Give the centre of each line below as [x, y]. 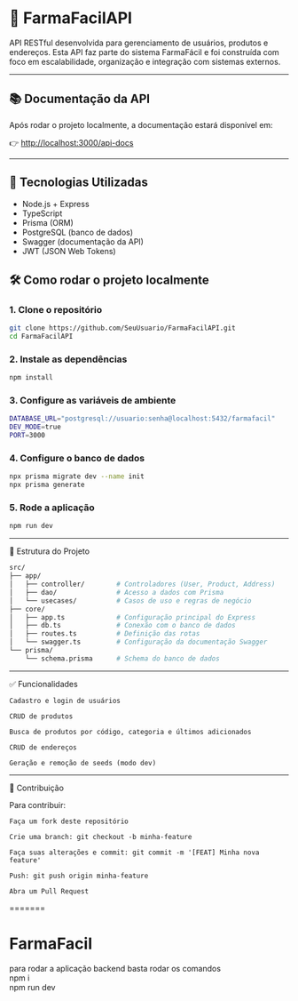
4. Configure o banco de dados [77, 459]
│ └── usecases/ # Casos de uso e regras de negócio [130, 601]
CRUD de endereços [43, 747]
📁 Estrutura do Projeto [50, 551]
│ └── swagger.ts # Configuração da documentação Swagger [138, 642]
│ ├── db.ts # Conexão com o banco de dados [123, 626]
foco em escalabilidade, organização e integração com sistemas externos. [145, 61]
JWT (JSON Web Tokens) [69, 251]
